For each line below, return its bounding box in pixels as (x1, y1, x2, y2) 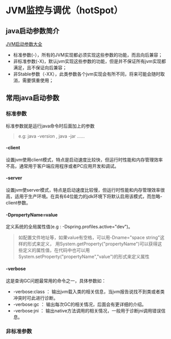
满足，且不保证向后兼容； (13, 65, 67, 70)
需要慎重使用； (22, 77, 54, 83)
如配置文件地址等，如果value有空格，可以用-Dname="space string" (18, 234, 160, 241)
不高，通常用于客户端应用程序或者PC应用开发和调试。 (6, 163, 119, 169)
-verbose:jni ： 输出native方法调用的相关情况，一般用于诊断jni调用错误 (13, 307, 161, 314)
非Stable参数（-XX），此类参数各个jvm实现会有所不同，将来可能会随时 (13, 71, 161, 77)
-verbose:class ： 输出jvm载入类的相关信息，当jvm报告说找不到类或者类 (13, 289, 165, 295)
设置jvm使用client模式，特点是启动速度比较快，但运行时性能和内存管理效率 (6, 157, 163, 163)
